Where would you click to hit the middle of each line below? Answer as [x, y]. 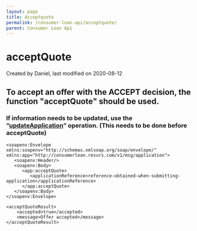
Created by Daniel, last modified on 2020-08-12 [64, 74]
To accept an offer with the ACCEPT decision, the [98, 92]
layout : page [22, 11]
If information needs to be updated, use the [69, 118]
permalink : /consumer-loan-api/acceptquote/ [62, 22]
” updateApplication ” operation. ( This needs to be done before [97, 126]
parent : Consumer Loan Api [39, 28]
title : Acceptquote [30, 17]
